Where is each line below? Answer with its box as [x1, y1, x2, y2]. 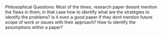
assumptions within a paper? [5, 24, 63, 30]
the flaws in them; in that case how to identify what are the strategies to [5, 9, 150, 15]
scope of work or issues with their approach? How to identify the [5, 19, 136, 25]
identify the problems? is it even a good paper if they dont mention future [5, 14, 153, 20]
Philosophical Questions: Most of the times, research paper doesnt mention [5, 4, 158, 10]
